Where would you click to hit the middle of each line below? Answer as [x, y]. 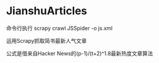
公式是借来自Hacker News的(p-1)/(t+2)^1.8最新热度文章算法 [79, 53]
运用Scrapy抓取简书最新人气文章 [46, 40]
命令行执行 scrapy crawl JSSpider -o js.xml [59, 28]
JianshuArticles [47, 11]
